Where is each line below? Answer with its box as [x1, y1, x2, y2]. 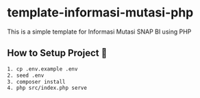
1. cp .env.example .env [7, 65, 78, 73]
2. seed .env [7, 72, 45, 79]
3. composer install [7, 78, 66, 85]
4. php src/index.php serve [7, 84, 88, 92]
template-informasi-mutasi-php [7, 5, 194, 21]
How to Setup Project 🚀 [7, 47, 108, 59]
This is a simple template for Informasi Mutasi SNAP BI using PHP [7, 27, 192, 36]
